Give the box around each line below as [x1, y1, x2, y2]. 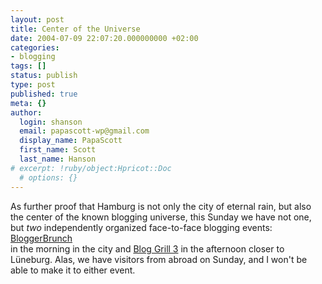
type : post [10, 80, 56, 90]
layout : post [10, 14, 65, 25]
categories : [10, 42, 60, 53]
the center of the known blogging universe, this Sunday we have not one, [10, 211, 312, 223]
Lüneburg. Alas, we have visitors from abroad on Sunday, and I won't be [10, 253, 308, 265]
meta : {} [10, 98, 47, 108]
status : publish [10, 71, 78, 81]
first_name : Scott [19, 145, 97, 155]
